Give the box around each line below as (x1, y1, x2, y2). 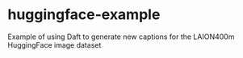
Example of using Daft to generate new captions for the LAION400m (7, 32, 235, 41)
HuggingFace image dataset (7, 40, 102, 49)
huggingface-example (7, 6, 161, 24)
